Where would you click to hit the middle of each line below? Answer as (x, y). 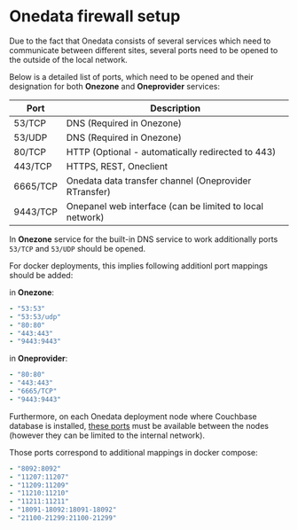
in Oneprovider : (39, 359)
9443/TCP (36, 212)
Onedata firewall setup (95, 16)
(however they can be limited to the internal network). (107, 435)
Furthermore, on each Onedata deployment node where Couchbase (133, 416)
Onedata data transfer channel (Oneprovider (159, 181)
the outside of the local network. (69, 59)
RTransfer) (88, 191)
